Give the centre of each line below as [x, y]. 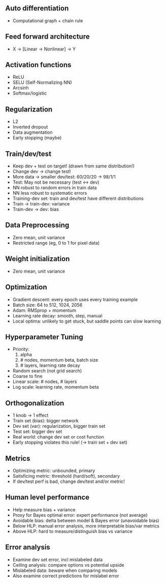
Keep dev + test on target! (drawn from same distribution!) [74, 166]
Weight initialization [38, 259]
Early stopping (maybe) [37, 138]
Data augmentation [32, 132]
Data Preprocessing [37, 225]
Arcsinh [21, 88]
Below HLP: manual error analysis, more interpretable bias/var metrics [86, 525]
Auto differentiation [37, 8]
